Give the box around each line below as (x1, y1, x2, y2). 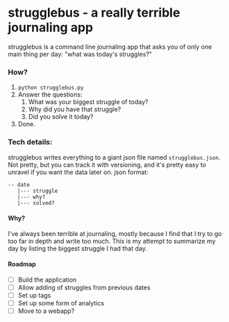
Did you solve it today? (28, 112, 94, 121)
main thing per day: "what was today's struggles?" (8, 50, 152, 58)
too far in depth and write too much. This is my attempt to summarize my (8, 237, 216, 245)
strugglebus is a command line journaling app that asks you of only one (8, 42, 212, 51)
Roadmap (8, 260, 37, 269)
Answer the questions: (17, 90, 83, 99)
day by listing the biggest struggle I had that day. (8, 244, 148, 253)
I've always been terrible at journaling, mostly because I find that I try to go (8, 229, 222, 237)
